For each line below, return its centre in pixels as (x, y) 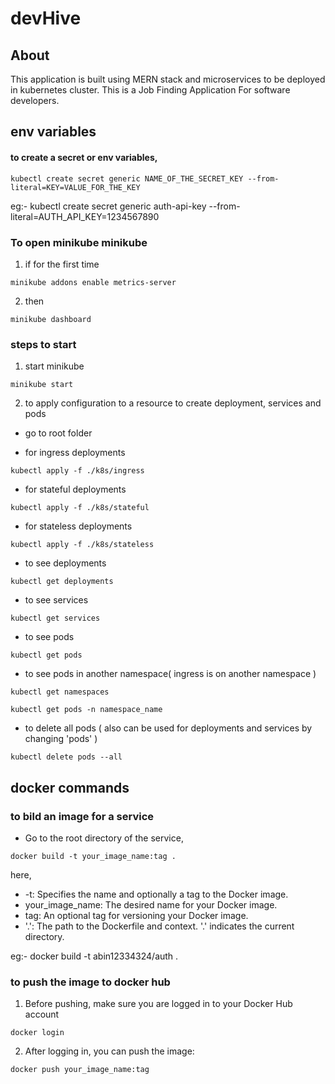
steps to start (43, 344)
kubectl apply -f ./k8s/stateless (82, 545)
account (42, 1014)
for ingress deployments (75, 453)
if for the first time (62, 264)
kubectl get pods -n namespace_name (86, 710)
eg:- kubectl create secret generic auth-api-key (108, 206)
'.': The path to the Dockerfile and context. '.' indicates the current (159, 926)
